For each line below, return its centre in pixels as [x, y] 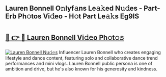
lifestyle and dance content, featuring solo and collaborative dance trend [81, 58]
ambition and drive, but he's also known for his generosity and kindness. [81, 69]
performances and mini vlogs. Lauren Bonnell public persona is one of [79, 63]
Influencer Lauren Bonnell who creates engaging [110, 52]
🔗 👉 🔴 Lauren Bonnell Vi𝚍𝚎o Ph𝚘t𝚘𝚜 [65, 37]
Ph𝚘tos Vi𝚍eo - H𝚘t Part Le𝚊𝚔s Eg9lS [78, 17]
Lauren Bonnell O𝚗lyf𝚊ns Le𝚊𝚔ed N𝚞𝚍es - [74, 8]
